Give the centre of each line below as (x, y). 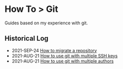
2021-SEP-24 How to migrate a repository (54, 50)
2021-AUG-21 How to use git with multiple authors (63, 61)
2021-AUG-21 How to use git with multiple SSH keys (65, 56)
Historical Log (27, 38)
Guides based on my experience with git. (46, 23)
